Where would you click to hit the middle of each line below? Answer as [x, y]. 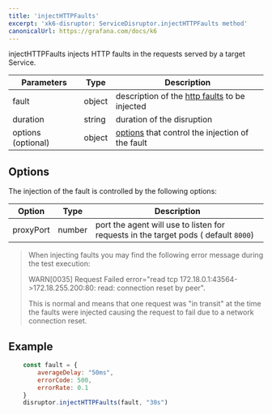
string [95, 120]
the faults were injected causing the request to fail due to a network [141, 312]
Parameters [44, 83]
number [72, 230]
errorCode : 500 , [65, 380]
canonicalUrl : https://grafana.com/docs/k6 [83, 31]
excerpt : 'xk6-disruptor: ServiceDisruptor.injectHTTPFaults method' [128, 24]
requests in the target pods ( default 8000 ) [174, 235]
